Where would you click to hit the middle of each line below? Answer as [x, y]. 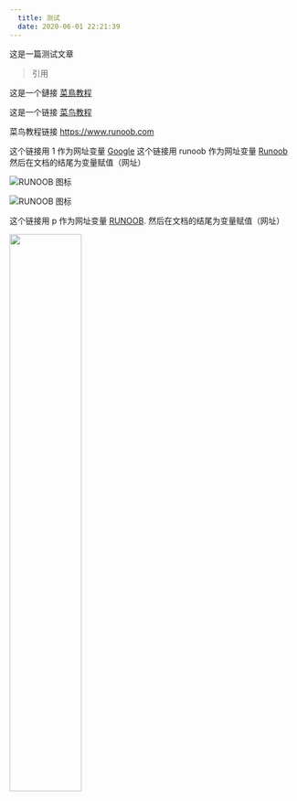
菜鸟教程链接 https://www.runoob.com [82, 131]
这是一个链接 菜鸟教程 [51, 112]
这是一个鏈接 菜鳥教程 [51, 92]
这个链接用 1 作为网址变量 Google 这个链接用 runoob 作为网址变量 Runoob [148, 151]
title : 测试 [39, 18]
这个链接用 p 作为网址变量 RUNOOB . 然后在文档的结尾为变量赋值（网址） [147, 220]
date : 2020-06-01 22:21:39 [69, 27]
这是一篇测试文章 [42, 53]
